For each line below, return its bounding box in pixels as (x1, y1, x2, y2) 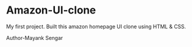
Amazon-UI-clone (6, 4, 96, 17)
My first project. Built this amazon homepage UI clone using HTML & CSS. (6, 23, 186, 30)
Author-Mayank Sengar (6, 34, 63, 41)
